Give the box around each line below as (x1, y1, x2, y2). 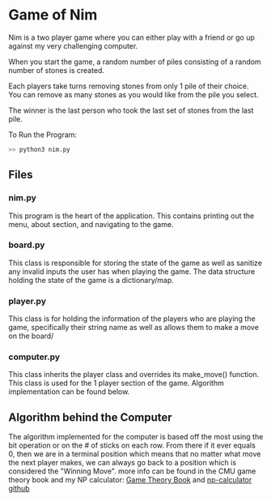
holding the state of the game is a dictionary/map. (8, 275, 174, 285)
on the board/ (8, 331, 54, 341)
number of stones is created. (8, 65, 105, 75)
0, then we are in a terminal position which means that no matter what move (8, 449, 261, 459)
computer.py (8, 351, 61, 362)
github (8, 484, 30, 494)
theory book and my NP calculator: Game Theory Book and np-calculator (8, 475, 252, 485)
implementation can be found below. (8, 387, 130, 396)
